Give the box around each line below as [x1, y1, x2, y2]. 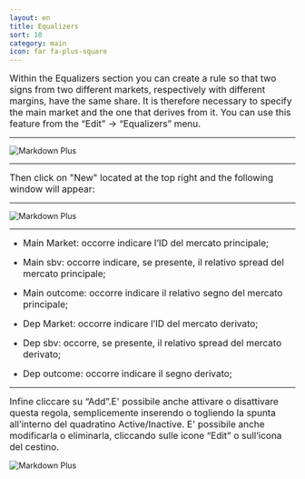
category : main [9, 38, 67, 48]
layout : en [9, 13, 51, 23]
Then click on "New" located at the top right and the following [9, 172, 274, 185]
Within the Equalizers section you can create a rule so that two [9, 72, 277, 85]
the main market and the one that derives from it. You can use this [9, 106, 291, 119]
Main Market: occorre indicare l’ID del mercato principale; [22, 237, 270, 250]
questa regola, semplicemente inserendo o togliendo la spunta [9, 406, 277, 419]
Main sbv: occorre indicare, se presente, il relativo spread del [22, 256, 284, 269]
